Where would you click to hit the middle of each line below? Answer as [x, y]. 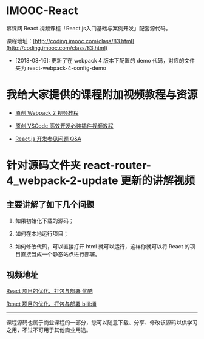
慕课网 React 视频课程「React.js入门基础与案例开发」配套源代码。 [89, 28]
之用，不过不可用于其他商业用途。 [49, 330]
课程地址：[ [21, 41]
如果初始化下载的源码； [44, 221]
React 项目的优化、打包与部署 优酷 [49, 291]
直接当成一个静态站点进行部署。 [60, 254]
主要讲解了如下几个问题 [50, 205]
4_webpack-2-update [62, 181]
